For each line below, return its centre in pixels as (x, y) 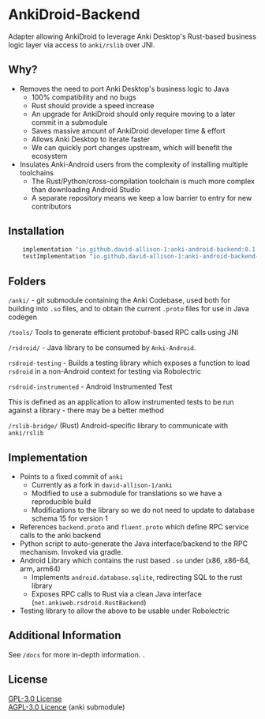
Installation (36, 231)
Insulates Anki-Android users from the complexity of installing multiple (134, 164)
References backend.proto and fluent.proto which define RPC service (134, 526)
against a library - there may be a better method (86, 410)
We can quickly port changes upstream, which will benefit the (132, 147)
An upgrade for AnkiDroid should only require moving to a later (133, 114)
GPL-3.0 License (35, 698)
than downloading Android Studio (86, 189)
